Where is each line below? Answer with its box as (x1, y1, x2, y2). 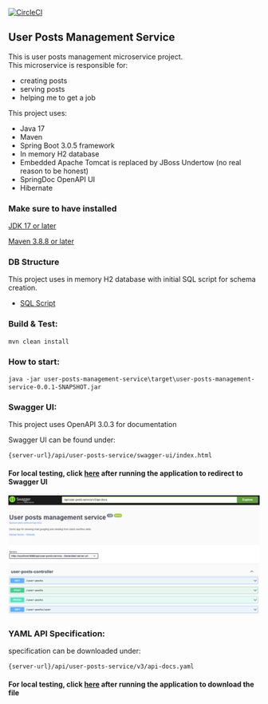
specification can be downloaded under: (8, 646, 141, 655)
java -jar (8, 375, 41, 383)
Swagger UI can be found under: (8, 435, 116, 445)
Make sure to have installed (8, 203, 117, 214)
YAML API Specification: (8, 627, 105, 639)
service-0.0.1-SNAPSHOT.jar (8, 383, 102, 391)
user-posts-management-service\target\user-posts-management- (43, 375, 255, 383)
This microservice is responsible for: (8, 60, 128, 69)
